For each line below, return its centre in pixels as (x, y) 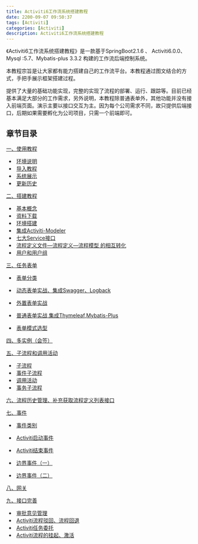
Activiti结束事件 (35, 450)
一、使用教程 (22, 149)
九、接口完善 (22, 500)
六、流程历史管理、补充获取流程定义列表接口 (60, 400)
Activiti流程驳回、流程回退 (48, 520)
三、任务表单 (22, 265)
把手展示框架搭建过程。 (50, 78)
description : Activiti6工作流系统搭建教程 (55, 34)
